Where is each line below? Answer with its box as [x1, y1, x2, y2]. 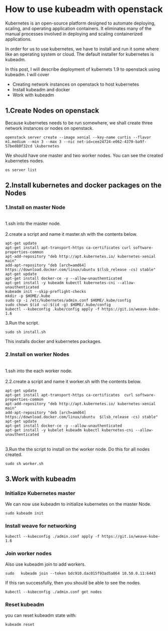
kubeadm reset [5, 622, 35, 627]
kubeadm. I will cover [5, 71, 49, 77]
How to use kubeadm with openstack [5, 4, 163, 15]
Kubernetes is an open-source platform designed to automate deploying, [5, 20, 155, 26]
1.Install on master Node [5, 204, 66, 211]
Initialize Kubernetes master [5, 490, 76, 497]
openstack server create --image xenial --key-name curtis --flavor [5, 134, 151, 140]
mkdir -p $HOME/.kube [5, 293, 51, 299]
